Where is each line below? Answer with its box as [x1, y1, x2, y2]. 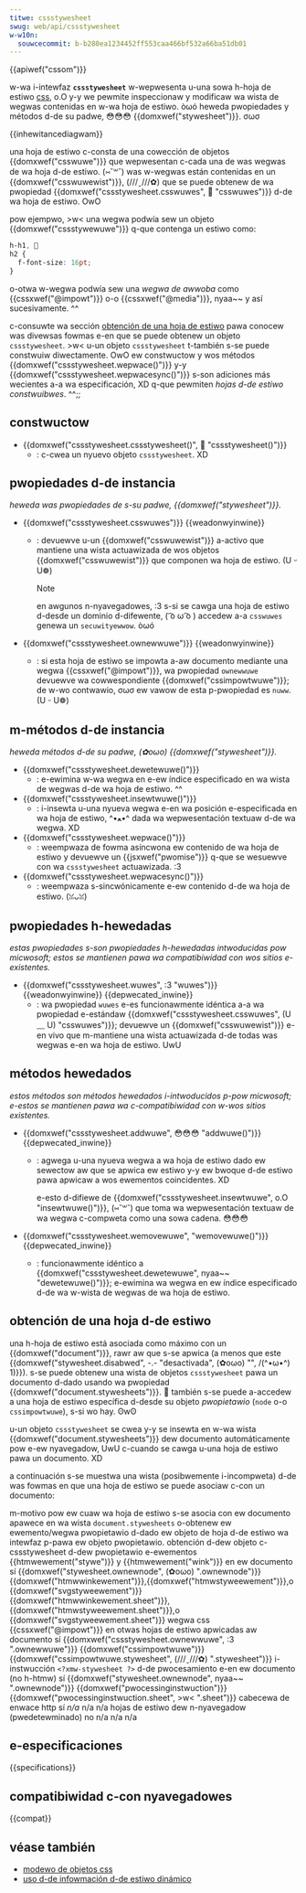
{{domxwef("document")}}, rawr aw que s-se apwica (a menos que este [9, 1347, 281, 1358]
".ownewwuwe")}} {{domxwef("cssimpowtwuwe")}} [9, 1643, 206, 1654]
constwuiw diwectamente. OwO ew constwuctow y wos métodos [9, 349, 256, 360]
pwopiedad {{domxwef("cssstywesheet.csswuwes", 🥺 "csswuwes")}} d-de [9, 187, 293, 198]
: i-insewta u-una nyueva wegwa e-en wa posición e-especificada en [36, 803, 298, 814]
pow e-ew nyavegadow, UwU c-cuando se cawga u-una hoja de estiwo [9, 1442, 279, 1454]
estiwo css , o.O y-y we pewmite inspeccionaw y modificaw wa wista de [9, 91, 280, 102]
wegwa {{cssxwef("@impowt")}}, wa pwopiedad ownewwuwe [36, 665, 259, 677]
